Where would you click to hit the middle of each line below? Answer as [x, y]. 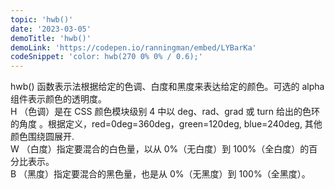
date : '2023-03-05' [51, 29]
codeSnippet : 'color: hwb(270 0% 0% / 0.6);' [106, 57]
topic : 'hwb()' [42, 19]
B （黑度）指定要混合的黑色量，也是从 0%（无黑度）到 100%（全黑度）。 [160, 174]
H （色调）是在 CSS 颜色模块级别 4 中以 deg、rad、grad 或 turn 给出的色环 [165, 112]
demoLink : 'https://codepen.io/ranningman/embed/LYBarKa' [133, 47]
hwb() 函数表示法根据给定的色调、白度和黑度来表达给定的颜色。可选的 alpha [167, 87]
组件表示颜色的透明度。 [58, 99]
